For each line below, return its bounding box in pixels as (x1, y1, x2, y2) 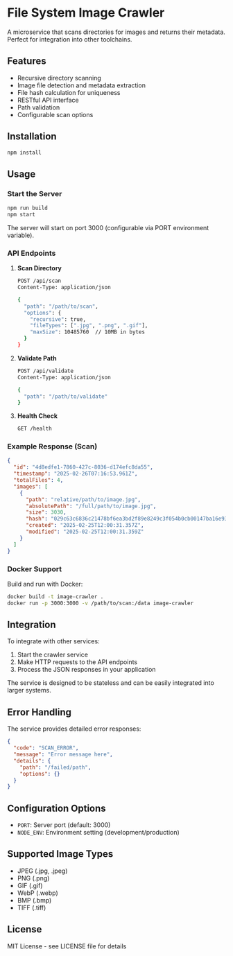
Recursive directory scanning (17, 73, 102, 82)
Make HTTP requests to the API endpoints (17, 658, 138, 666)
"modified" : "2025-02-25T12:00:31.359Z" (25, 528, 144, 535)
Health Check (17, 412, 58, 420)
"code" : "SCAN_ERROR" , (13, 745, 79, 751)
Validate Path (17, 354, 57, 362)
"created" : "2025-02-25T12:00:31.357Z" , (25, 522, 144, 529)
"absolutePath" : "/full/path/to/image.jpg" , (25, 503, 157, 510)
